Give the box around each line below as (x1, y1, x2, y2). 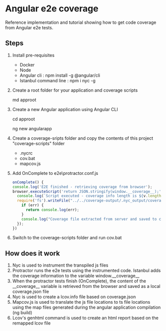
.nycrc (19, 150, 33, 156)
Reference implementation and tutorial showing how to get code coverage (5, 19, 157, 25)
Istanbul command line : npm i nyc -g (19, 77, 96, 83)
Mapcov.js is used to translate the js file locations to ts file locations (12, 299, 150, 305)
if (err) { (21, 203, 44, 208)
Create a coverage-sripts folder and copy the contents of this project (12, 135, 154, 141)
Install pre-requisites (12, 52, 55, 58)
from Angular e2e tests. (5, 24, 54, 30)
